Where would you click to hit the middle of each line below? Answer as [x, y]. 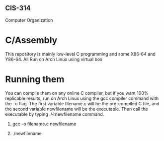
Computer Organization [29, 20]
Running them [35, 79]
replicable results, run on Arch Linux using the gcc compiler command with [82, 98]
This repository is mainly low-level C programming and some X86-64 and [80, 54]
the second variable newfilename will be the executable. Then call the [77, 109]
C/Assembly [31, 40]
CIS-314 [18, 8]
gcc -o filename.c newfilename [44, 124]
